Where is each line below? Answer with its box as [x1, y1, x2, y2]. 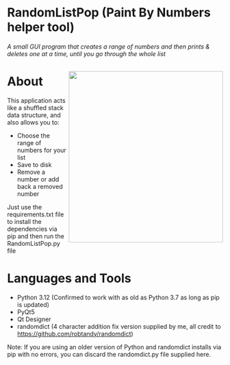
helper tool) [7, 19, 75, 35]
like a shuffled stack [7, 103, 64, 112]
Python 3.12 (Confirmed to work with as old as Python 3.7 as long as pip [16, 293, 220, 301]
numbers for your [16, 146, 66, 154]
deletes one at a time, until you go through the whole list [7, 49, 166, 58]
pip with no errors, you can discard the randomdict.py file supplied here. [7, 350, 212, 358]
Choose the [16, 131, 50, 140]
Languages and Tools [7, 270, 131, 286]
